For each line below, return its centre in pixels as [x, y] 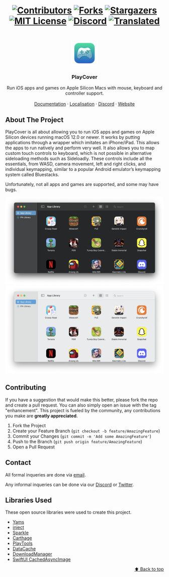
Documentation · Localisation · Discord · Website [84, 104]
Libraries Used [28, 500]
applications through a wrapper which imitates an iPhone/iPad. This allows [82, 143]
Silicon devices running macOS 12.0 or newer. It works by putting [73, 137]
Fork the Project [29, 425]
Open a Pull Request [34, 447]
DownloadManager [32, 554]
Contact [18, 463]
